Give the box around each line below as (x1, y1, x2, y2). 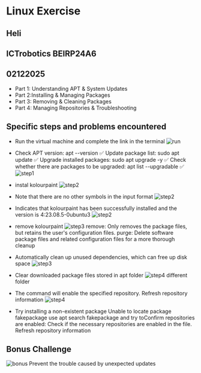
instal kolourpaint (14, 181, 58, 188)
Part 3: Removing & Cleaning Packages (14, 97, 112, 105)
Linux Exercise (6, 4, 81, 18)
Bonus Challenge (6, 344, 72, 354)
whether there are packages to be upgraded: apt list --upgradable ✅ (14, 162, 184, 170)
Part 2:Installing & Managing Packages (14, 91, 110, 99)
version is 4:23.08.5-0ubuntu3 (14, 211, 91, 218)
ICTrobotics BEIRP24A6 (6, 48, 97, 58)
